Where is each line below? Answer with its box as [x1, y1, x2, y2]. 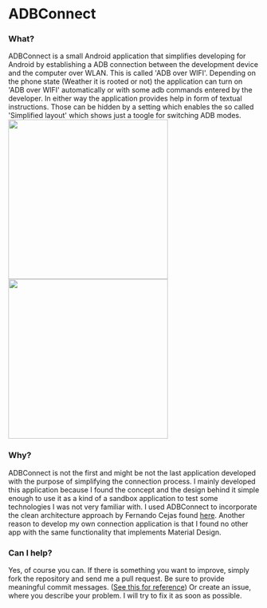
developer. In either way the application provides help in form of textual [8, 93, 242, 104]
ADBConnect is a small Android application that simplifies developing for [8, 51, 246, 61]
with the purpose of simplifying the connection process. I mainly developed [8, 476, 257, 486]
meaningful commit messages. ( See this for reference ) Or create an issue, [8, 582, 252, 592]
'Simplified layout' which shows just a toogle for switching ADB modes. [8, 111, 241, 120]
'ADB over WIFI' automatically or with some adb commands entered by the [8, 85, 253, 95]
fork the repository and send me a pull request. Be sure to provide [8, 574, 225, 583]
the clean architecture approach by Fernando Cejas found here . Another [8, 510, 245, 519]
